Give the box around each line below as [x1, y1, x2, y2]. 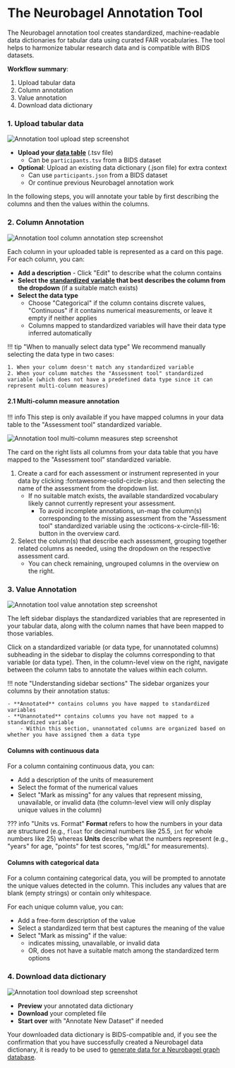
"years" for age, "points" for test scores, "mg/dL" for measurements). [7, 842, 210, 851]
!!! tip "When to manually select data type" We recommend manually [7, 342, 206, 351]
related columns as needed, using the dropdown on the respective [17, 544, 211, 553]
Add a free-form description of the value [17, 917, 136, 925]
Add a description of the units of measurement [17, 776, 154, 784]
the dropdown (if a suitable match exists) [17, 283, 138, 292]
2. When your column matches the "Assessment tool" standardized [7, 369, 203, 377]
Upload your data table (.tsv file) [17, 149, 114, 157]
